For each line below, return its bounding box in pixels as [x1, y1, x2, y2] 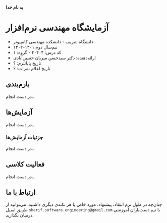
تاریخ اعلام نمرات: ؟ [13, 65, 50, 71]
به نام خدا [6, 5, 23, 10]
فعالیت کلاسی [6, 160, 45, 169]
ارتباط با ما [6, 188, 36, 197]
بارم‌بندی [6, 80, 30, 89]
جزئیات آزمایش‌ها [6, 134, 43, 141]
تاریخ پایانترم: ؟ [13, 60, 41, 66]
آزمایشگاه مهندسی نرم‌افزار [6, 22, 109, 33]
